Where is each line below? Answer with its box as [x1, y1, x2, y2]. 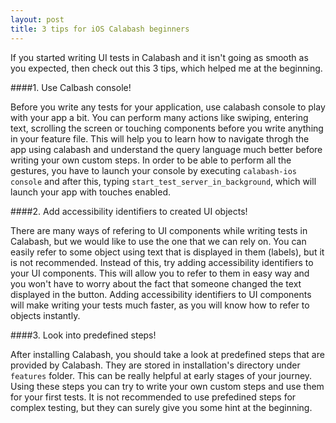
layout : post [10, 14, 65, 25]
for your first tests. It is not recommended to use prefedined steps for [10, 391, 297, 403]
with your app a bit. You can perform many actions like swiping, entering [10, 111, 309, 123]
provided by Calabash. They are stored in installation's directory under [10, 359, 301, 371]
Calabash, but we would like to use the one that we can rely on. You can [10, 235, 307, 247]
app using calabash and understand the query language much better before [10, 143, 323, 155]
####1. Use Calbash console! [10, 81, 132, 93]
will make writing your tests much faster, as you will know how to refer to [10, 299, 310, 311]
